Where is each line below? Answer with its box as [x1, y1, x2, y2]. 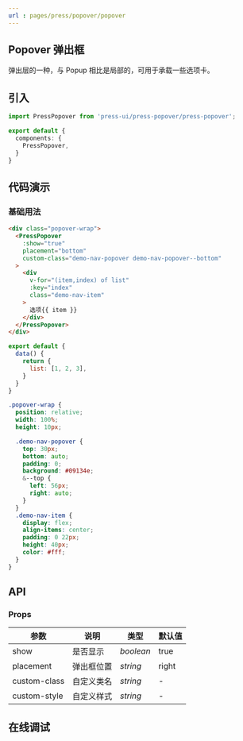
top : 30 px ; [22, 445, 59, 453]
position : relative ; [15, 408, 83, 417]
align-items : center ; [22, 526, 94, 535]
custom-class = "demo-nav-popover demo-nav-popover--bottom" [22, 254, 222, 262]
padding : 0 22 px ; [22, 534, 80, 542]
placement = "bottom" [22, 247, 87, 255]
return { [22, 357, 52, 365]
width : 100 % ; [15, 416, 59, 424]
